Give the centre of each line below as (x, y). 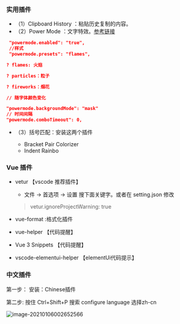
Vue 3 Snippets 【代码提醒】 (51, 245)
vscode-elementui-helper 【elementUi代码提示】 (76, 258)
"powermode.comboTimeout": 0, (44, 120)
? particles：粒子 (28, 76)
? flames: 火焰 (24, 65)
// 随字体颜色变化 (26, 98)
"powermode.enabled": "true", (47, 43)
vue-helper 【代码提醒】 (46, 232)
